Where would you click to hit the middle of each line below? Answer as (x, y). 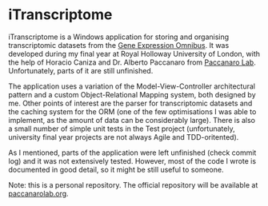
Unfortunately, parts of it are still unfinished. (81, 70)
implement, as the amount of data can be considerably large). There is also (132, 120)
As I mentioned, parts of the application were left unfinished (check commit (132, 153)
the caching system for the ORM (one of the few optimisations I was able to (132, 111)
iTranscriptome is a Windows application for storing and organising (119, 37)
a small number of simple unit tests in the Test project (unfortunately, (122, 129)
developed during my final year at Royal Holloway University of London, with (134, 53)
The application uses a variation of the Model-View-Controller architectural (132, 86)
